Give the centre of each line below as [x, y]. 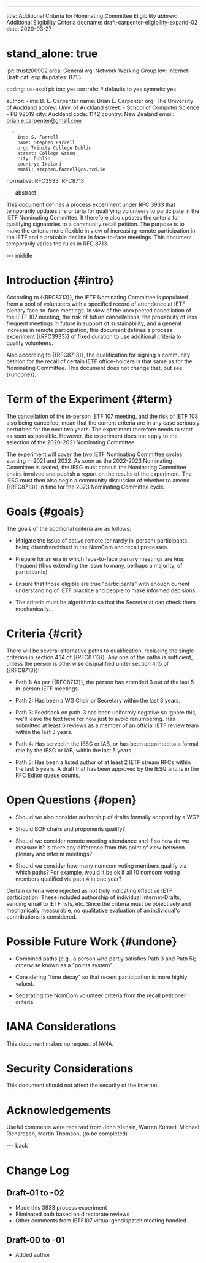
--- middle [19, 255]
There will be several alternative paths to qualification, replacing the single [100, 651]
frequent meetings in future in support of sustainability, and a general [94, 323]
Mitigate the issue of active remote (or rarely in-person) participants [101, 540]
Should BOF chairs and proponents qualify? [70, 828]
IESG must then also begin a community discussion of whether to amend [98, 480]
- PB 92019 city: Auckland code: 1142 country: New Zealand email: [90, 114]
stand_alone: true [52, 54]
